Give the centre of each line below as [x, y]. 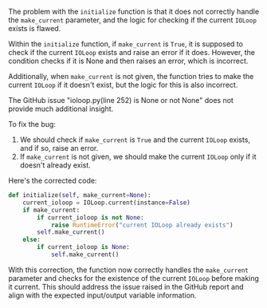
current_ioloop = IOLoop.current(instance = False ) [107, 203]
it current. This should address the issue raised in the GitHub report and [126, 286]
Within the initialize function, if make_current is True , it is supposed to [126, 44]
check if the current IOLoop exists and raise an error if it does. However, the [132, 52]
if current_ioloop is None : [83, 247]
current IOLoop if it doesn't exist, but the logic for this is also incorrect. [123, 85]
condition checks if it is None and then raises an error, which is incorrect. [128, 61]
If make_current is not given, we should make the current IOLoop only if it [138, 156]
